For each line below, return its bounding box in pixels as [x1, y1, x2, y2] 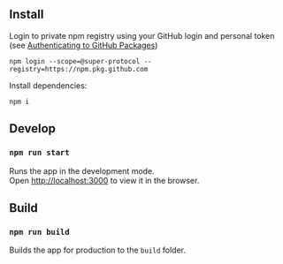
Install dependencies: [9, 79, 88, 91]
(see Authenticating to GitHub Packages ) [9, 40, 158, 50]
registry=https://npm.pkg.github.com [9, 64, 149, 73]
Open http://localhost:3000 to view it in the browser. [9, 175, 200, 185]
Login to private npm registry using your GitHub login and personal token [9, 30, 275, 41]
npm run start [9, 147, 70, 158]
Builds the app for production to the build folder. [9, 245, 187, 255]
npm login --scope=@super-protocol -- [9, 57, 152, 65]
